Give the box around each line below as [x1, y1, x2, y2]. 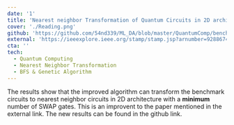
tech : [7, 49, 23, 56]
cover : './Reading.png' [7, 23, 77, 30]
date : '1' [7, 10, 36, 17]
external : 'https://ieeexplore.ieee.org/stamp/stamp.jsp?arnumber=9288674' [7, 36, 232, 43]
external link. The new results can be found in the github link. [7, 109, 182, 118]
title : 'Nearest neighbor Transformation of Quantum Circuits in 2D [7, 17, 210, 24]
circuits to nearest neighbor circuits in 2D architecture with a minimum [7, 94, 210, 103]
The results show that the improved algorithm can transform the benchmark [7, 87, 225, 96]
